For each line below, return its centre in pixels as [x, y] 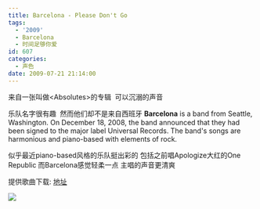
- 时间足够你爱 [36, 45]
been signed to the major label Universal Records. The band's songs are [125, 131]
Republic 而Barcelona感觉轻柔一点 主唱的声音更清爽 [92, 164]
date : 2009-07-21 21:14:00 [52, 74]
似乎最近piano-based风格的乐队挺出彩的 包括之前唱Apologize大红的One [125, 155]
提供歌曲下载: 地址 [38, 182]
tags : [17, 23]
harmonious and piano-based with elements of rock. [93, 139]
